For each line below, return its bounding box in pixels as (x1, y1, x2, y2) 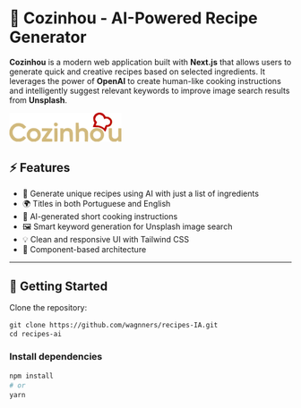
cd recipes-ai (9, 330, 63, 339)
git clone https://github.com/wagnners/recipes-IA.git (9, 321, 219, 330)
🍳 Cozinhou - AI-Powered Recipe (9, 8, 258, 29)
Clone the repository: (9, 302, 88, 313)
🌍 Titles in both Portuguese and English (21, 199, 171, 209)
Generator (9, 27, 87, 47)
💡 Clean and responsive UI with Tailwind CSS (21, 234, 190, 245)
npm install (9, 371, 54, 381)
